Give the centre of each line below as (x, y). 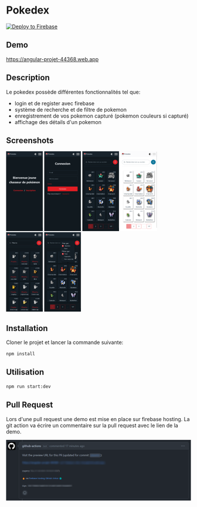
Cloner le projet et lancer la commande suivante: (65, 342)
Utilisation (25, 372)
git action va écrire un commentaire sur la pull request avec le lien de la (92, 425)
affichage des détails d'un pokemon (58, 122)
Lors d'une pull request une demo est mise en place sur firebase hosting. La (98, 419)
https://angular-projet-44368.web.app (52, 59)
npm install (21, 354)
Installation (27, 328)
